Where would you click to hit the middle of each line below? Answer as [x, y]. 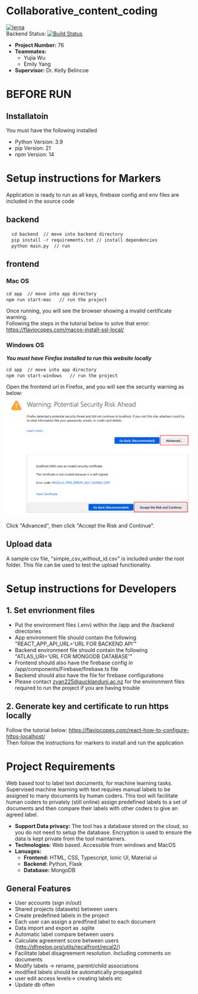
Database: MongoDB [49, 870]
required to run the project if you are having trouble [77, 688]
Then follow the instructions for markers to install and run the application [95, 743]
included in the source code [40, 201]
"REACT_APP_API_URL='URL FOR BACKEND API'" [76, 644]
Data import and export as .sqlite [55, 928]
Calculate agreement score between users [67, 941]
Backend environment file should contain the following [81, 650]
